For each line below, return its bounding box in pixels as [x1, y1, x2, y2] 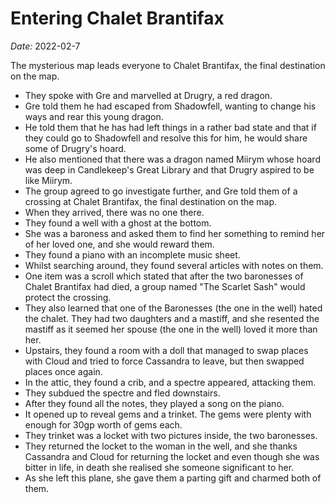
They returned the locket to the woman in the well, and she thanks [24, 440, 298, 452]
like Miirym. [24, 174, 73, 186]
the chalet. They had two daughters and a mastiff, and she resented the [24, 312, 320, 324]
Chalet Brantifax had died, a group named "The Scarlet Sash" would [24, 280, 306, 292]
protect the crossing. [24, 291, 112, 303]
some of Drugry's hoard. [24, 142, 127, 154]
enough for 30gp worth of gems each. [24, 418, 183, 431]
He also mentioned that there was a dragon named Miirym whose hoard [24, 153, 321, 165]
